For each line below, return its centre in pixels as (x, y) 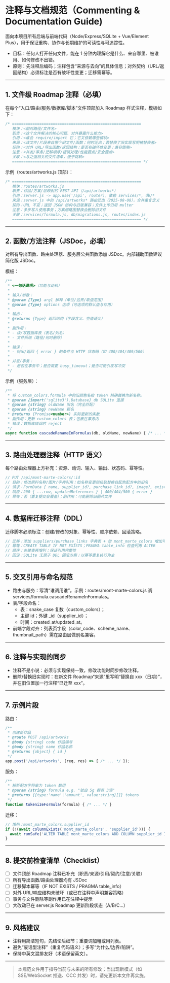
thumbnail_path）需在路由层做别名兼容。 (55, 634)
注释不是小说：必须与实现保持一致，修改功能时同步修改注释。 (77, 670)
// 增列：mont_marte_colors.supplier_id (47, 824)
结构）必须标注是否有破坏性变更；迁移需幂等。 (66, 72)
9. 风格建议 (23, 927)
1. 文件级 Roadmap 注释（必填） (55, 95)
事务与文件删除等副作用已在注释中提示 (52, 899)
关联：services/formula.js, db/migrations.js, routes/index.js (79, 214)
